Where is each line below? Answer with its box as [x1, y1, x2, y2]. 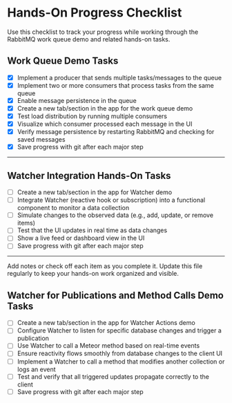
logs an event [17, 365, 57, 373]
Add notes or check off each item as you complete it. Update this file [7, 262, 203, 270]
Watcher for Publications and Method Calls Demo [7, 289, 224, 301]
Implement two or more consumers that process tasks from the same [17, 81, 214, 89]
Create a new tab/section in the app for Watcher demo [17, 188, 173, 196]
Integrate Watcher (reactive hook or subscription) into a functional [17, 196, 206, 205]
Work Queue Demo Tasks [7, 55, 119, 67]
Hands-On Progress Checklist [7, 5, 182, 21]
